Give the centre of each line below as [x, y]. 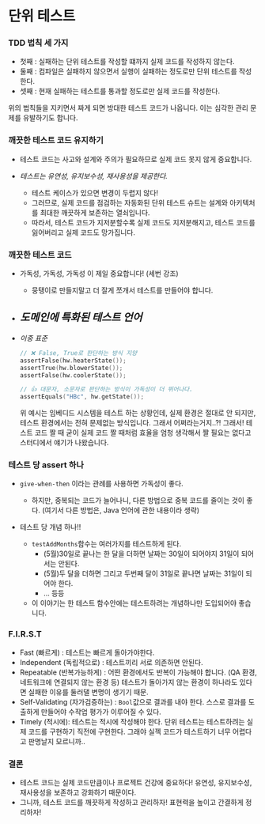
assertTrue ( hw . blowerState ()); [71, 368]
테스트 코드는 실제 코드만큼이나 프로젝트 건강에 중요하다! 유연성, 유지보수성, [136, 783]
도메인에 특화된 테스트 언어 [81, 318]
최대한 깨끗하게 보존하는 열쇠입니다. [95, 212]
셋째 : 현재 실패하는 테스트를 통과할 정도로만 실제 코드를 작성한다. [119, 91]
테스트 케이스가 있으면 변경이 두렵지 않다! [95, 193]
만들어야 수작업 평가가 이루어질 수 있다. [101, 712]
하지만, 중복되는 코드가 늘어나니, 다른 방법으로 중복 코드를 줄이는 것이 [138, 501]
